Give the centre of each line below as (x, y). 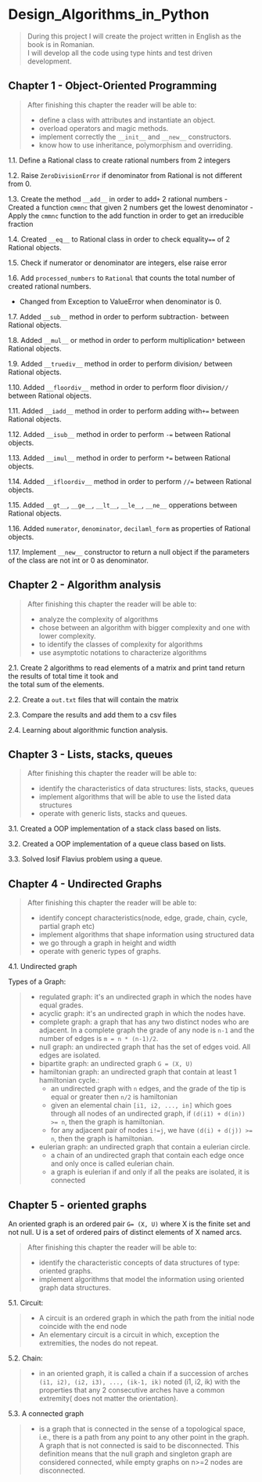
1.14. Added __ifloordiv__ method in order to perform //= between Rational (130, 481)
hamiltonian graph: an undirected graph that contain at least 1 (138, 1072)
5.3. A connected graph (46, 1413)
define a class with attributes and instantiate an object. (127, 120)
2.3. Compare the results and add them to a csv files (93, 715)
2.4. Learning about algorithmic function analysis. (88, 730)
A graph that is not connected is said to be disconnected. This (139, 1446)
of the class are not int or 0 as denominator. (78, 560)
